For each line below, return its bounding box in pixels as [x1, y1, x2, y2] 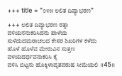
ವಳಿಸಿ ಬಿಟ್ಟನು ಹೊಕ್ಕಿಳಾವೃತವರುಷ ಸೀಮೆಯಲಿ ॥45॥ [7, 60, 116, 68]
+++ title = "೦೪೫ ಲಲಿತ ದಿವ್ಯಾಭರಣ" [7, 6, 94, 14]
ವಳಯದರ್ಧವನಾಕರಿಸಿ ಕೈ [7, 53, 58, 60]
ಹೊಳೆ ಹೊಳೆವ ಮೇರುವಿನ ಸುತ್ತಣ [7, 44, 76, 53]
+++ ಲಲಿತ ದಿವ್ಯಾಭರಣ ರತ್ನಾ [7, 21, 70, 28]
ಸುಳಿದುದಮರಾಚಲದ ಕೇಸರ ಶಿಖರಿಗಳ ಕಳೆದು [7, 36, 97, 45]
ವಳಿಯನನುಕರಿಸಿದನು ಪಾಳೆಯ [7, 28, 67, 36]
